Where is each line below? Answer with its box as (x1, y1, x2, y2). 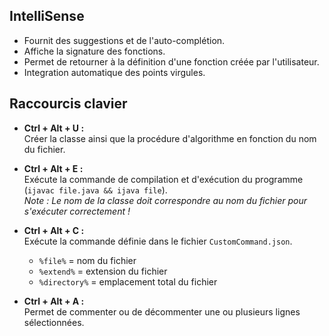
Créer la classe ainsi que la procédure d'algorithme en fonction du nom (23, 132, 317, 144)
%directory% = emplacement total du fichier (38, 275, 218, 288)
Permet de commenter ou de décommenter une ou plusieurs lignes (23, 305, 301, 318)
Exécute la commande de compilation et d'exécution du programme (23, 173, 304, 185)
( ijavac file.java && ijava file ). (23, 184, 168, 196)
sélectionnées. (23, 316, 85, 328)
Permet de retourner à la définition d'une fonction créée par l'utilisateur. (23, 55, 320, 68)
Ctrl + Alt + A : (23, 295, 85, 307)
